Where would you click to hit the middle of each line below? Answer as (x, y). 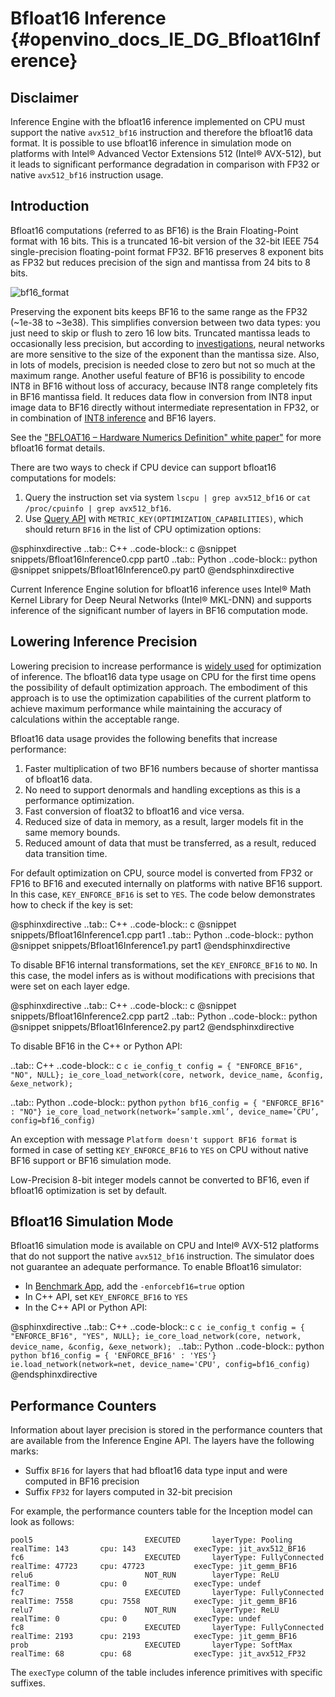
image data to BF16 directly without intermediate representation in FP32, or (165, 407)
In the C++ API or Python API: (86, 1308)
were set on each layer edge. (70, 986)
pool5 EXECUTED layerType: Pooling (151, 1540)
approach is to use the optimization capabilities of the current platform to (161, 698)
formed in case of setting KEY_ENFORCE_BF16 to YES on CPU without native (159, 1149)
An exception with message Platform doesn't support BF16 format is (154, 1139)
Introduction (50, 206)
